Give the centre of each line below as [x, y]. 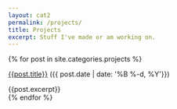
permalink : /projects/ [45, 23]
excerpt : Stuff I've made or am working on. [82, 37]
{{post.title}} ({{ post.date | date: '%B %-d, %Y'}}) [89, 74]
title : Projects [34, 30]
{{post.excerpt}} [34, 90]
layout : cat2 [29, 15]
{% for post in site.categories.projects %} [75, 59]
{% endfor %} [31, 97]
